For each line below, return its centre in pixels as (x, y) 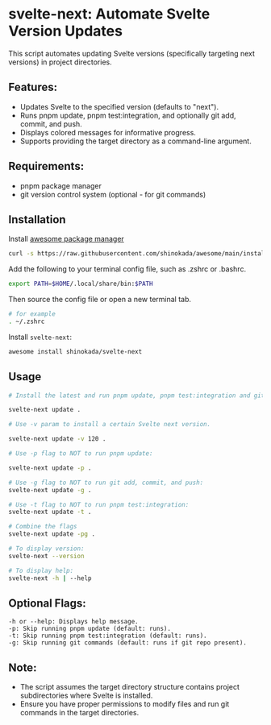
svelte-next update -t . (50, 512)
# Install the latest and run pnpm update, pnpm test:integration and (129, 396)
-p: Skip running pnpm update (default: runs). (90, 629)
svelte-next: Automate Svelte (109, 14)
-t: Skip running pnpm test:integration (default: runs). (108, 636)
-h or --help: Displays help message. (73, 622)
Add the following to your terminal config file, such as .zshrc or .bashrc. (127, 269)
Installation (37, 220)
